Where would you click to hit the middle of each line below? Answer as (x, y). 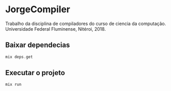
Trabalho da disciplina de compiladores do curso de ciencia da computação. (86, 24)
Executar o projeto (35, 73)
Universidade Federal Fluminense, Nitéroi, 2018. (56, 29)
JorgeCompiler (38, 9)
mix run (14, 85)
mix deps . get (19, 57)
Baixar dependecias (38, 45)
